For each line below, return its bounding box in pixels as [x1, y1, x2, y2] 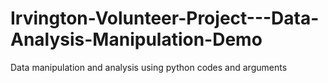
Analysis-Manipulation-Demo [10, 28, 263, 51]
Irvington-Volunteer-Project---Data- [10, 7, 320, 30]
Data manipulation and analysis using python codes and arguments [10, 61, 288, 73]
